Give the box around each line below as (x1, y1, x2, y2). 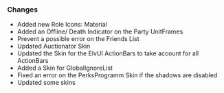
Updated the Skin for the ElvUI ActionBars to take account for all (16, 49, 199, 57)
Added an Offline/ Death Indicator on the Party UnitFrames (16, 27, 183, 36)
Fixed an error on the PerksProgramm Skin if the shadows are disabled (16, 71, 218, 79)
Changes (7, 5, 38, 14)
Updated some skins (16, 79, 76, 87)
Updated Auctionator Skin (16, 42, 91, 51)
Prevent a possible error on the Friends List (16, 35, 139, 43)
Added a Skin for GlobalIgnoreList (16, 64, 113, 72)
